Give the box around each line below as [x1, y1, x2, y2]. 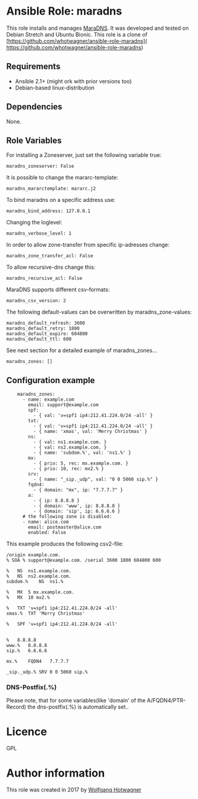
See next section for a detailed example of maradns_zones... [6, 347, 157, 354]
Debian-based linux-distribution [15, 84, 95, 91]
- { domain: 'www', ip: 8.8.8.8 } [33, 503, 120, 509]
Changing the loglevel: [6, 219, 62, 226]
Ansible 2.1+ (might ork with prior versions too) [15, 77, 132, 85]
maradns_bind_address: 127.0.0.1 [6, 208, 91, 214]
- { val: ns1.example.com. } [33, 439, 107, 445]
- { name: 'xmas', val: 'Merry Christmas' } [33, 429, 148, 435]
